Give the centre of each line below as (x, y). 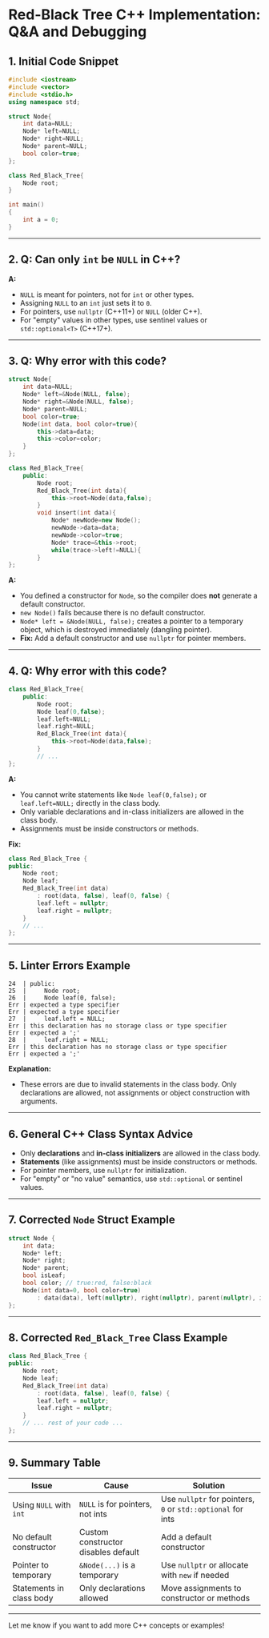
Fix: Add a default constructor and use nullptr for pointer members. (133, 639)
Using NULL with (42, 1504)
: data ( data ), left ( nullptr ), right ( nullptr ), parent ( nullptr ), (147, 1298)
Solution (209, 1485)
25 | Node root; (44, 991)
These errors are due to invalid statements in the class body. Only (128, 1084)
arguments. (39, 1101)
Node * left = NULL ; (52, 131)
